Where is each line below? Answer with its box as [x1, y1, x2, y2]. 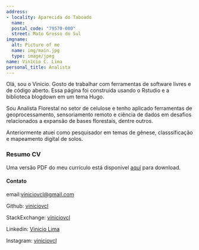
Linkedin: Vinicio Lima [6, 225, 60, 233]
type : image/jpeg [11, 53, 55, 59]
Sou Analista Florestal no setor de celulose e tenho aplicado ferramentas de [6, 105, 192, 112]
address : [6, 8, 28, 15]
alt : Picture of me [11, 42, 60, 48]
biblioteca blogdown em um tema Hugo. [6, 93, 104, 100]
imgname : [6, 36, 28, 42]
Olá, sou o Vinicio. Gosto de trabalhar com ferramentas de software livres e [6, 81, 191, 88]
